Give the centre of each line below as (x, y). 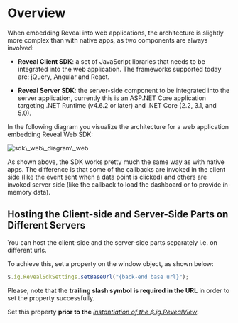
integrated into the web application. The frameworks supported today (119, 69)
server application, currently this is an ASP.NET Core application (112, 98)
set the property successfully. (51, 298)
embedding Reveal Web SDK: (50, 134)
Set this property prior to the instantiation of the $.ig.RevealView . (103, 312)
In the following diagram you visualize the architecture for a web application (118, 126)
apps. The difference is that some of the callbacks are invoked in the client (117, 169)
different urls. (27, 250)
